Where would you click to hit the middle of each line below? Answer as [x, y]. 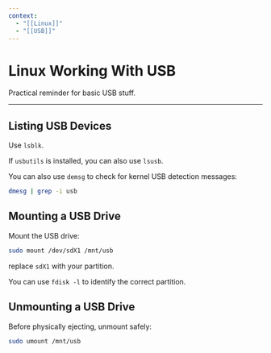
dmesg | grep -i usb [43, 191]
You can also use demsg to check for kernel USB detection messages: [123, 176]
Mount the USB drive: [44, 235]
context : [23, 16]
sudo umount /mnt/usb [45, 341]
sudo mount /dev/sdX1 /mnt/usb [61, 251]
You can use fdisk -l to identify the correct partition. [97, 281]
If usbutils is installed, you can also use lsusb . [86, 161]
